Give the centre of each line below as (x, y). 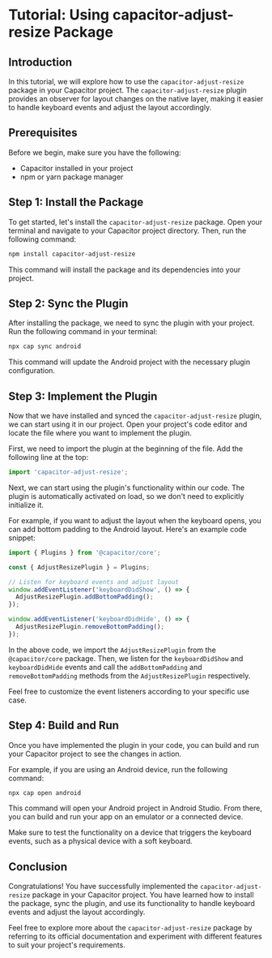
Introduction (40, 62)
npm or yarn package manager (72, 177)
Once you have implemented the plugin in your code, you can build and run (134, 745)
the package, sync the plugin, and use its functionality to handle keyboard (132, 904)
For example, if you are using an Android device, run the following (118, 769)
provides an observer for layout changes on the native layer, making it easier (136, 99)
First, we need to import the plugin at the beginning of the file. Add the (126, 449)
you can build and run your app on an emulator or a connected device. (126, 817)
